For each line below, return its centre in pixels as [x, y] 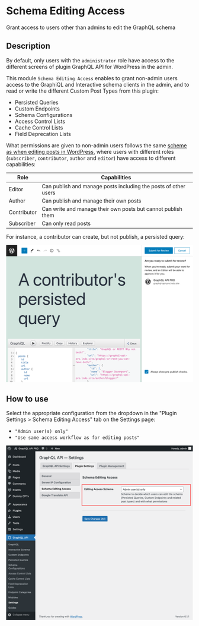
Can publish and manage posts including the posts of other [113, 186]
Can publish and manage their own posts [92, 201]
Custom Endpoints [37, 109]
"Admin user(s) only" [41, 432]
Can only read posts [66, 223]
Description [28, 46]
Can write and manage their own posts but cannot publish [112, 209]
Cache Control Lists [39, 127]
